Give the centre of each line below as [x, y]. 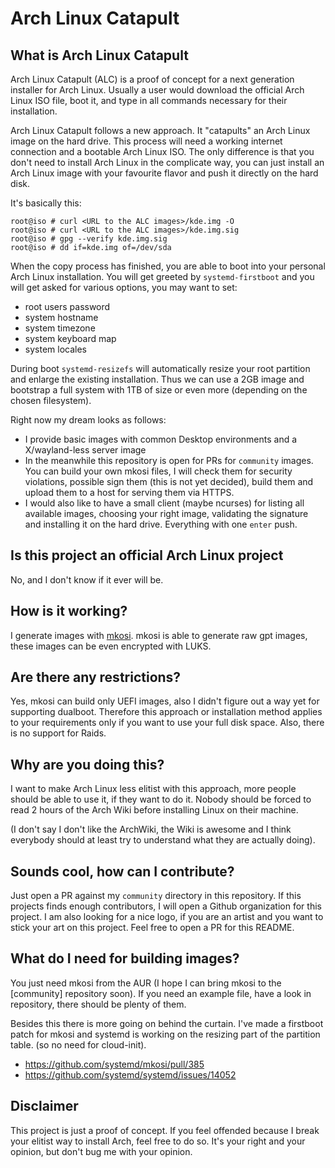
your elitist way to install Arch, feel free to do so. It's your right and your [158, 1141]
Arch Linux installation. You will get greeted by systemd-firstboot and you [162, 276]
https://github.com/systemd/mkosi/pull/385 [114, 1064]
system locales [55, 349]
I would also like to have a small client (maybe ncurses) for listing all [164, 503]
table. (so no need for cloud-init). [78, 1044]
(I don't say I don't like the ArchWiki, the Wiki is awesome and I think [151, 829]
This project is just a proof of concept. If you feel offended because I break [165, 1130]
